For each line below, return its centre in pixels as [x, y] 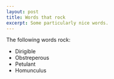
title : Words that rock [36, 17]
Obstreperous [32, 58]
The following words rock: [38, 40]
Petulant [25, 64]
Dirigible [25, 51]
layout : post [22, 12]
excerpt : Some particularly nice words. [58, 23]
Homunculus [31, 71]
